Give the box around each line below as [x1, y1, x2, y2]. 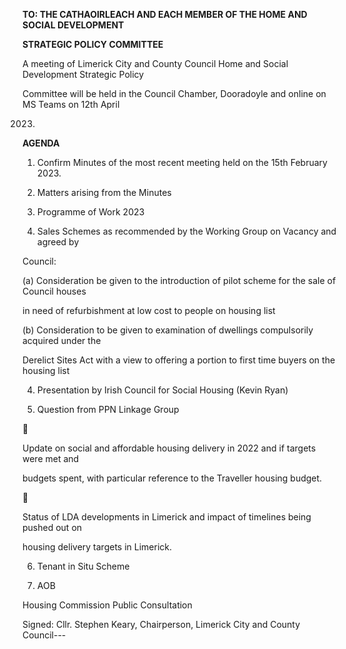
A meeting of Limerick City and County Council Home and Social [22, 58, 289, 69]
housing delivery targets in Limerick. [22, 541, 173, 553]
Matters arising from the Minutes [36, 187, 172, 198]
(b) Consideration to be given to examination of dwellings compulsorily [22, 324, 314, 336]
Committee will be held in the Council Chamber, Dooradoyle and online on [22, 88, 327, 99]
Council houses [22, 285, 87, 297]
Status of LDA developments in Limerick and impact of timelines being [22, 511, 312, 523]
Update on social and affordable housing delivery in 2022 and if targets [22, 442, 317, 454]
